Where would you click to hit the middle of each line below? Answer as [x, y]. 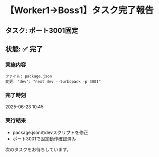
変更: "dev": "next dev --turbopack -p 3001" [53, 82]
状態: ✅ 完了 [24, 49]
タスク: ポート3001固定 [42, 30]
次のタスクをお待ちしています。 [38, 149]
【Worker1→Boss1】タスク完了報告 [79, 10]
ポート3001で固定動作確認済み [44, 138]
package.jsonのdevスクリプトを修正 [50, 132]
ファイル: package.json [29, 76]
